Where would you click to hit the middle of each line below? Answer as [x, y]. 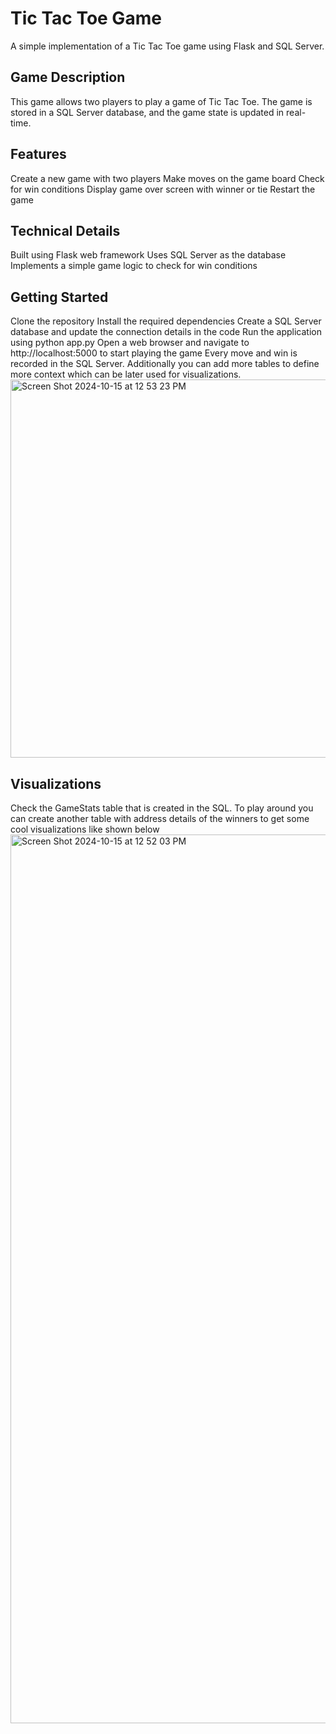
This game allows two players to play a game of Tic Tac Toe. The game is [161, 101]
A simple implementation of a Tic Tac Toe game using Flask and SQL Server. [167, 46]
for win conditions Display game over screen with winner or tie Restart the [163, 189]
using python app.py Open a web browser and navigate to [130, 343]
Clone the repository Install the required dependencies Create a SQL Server [166, 321]
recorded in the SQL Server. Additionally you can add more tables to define [165, 364]
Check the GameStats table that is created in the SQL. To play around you [162, 808]
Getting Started [59, 297]
